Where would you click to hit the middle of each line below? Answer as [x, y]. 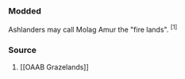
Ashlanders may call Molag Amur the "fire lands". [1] [93, 29]
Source [23, 50]
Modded [25, 11]
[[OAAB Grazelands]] [54, 67]
